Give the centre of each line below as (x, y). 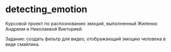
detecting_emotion (46, 9)
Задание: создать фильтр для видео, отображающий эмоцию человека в (85, 39)
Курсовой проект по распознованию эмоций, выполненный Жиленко (81, 23)
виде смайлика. (23, 44)
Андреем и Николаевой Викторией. (44, 29)
